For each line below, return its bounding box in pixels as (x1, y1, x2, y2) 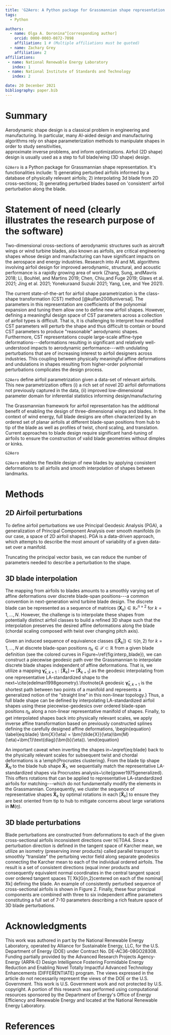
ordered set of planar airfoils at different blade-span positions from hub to (5, 419, 160, 425)
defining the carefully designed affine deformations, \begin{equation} (5, 725, 151, 732)
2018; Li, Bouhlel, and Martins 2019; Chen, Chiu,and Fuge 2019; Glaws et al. (5, 275, 164, 281)
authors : (5, 26, 24, 31)
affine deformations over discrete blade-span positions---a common (5, 593, 149, 599)
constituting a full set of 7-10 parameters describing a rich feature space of (5, 897, 163, 903)
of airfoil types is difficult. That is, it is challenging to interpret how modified (5, 317, 164, 324)
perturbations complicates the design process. (5, 366, 103, 373)
